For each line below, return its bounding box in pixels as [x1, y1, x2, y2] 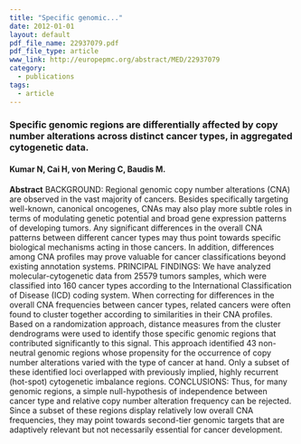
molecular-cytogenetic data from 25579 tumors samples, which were [9, 270, 267, 281]
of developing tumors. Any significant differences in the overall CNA [9, 222, 263, 233]
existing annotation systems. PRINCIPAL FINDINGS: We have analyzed [9, 260, 271, 271]
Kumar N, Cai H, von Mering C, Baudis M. [9, 164, 166, 175]
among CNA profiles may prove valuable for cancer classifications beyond [9, 250, 287, 262]
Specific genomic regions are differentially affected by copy [9, 118, 278, 131]
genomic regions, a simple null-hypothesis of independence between [9, 385, 268, 396]
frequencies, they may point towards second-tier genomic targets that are [9, 414, 285, 425]
